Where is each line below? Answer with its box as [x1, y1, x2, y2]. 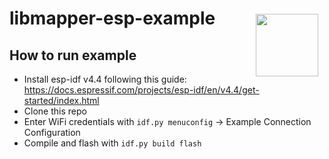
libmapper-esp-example [9, 7, 216, 30]
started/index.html [23, 95, 100, 106]
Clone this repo [23, 105, 87, 117]
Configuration [23, 127, 81, 138]
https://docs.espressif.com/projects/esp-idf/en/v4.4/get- [23, 84, 260, 96]
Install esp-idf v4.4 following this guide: [23, 73, 187, 85]
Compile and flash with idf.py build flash [23, 137, 202, 149]
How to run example [9, 47, 137, 64]
